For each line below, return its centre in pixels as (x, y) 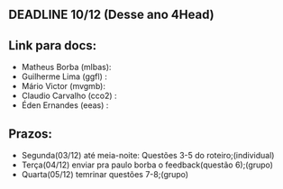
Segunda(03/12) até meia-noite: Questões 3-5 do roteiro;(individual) (148, 156)
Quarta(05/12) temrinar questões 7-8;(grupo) (105, 175)
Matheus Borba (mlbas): (66, 67)
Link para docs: (53, 45)
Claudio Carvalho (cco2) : (69, 96)
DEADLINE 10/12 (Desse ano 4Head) (111, 15)
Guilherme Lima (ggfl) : (64, 76)
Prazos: (31, 134)
